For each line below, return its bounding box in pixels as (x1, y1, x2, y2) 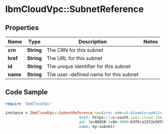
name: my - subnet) (79, 124, 115, 129)
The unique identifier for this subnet (46, 63, 131, 69)
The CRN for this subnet (46, 46, 103, 53)
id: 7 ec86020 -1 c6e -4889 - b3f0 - (79, 119, 142, 124)
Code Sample (5, 88, 48, 96)
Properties (5, 23, 39, 32)
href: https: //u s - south (79, 115, 128, 120)
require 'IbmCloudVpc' (5, 101, 52, 106)
